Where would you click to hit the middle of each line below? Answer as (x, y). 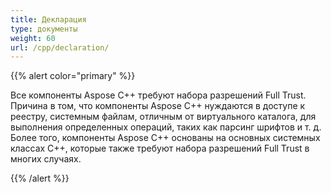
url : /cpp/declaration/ (60, 47)
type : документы (44, 29)
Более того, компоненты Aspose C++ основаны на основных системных (165, 138)
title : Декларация (48, 19)
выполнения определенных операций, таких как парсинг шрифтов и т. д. (166, 127)
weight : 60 (33, 38)
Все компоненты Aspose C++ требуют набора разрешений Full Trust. (158, 95)
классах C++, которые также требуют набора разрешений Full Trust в (160, 148)
